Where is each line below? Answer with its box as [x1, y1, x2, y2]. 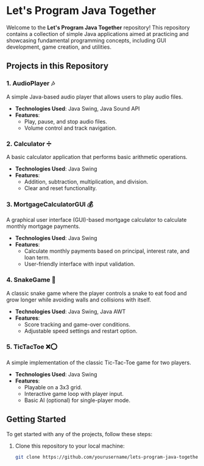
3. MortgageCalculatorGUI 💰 [6, 200, 93, 208]
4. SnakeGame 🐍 [6, 275, 56, 284]
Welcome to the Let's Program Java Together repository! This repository [6, 24, 190, 31]
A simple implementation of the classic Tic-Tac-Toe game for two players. [6, 359, 192, 366]
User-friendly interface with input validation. [24, 260, 135, 268]
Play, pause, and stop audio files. [24, 118, 108, 125]
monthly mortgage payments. [6, 223, 80, 230]
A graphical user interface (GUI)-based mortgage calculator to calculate [6, 216, 187, 224]
